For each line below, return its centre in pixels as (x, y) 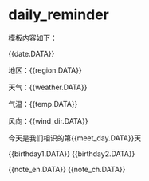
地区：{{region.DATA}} (45, 70)
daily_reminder (59, 15)
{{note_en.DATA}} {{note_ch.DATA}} (67, 169)
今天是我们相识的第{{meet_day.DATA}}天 (75, 138)
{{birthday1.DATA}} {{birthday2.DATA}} (72, 154)
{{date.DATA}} (31, 53)
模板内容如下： (33, 37)
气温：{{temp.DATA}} (43, 104)
